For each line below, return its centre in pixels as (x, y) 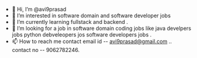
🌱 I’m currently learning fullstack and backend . (70, 22)
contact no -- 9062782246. (46, 50)
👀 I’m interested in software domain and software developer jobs (91, 16)
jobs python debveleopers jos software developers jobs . (82, 35)
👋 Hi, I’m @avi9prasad (39, 9)
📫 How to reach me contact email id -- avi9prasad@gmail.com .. (92, 41)
